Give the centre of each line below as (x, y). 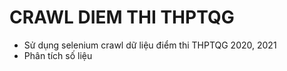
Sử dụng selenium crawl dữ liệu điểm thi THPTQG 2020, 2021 (150, 45)
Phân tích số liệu (58, 55)
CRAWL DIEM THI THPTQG (122, 17)
